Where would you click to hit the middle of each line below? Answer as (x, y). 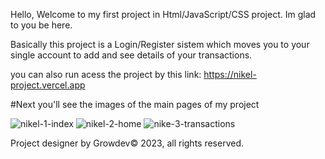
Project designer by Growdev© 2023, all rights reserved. (127, 143)
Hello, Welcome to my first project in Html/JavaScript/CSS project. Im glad (163, 14)
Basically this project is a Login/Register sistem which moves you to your (160, 44)
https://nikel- (230, 74)
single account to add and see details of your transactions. (131, 55)
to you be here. (41, 25)
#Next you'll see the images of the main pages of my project (135, 104)
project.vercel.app (48, 85)
